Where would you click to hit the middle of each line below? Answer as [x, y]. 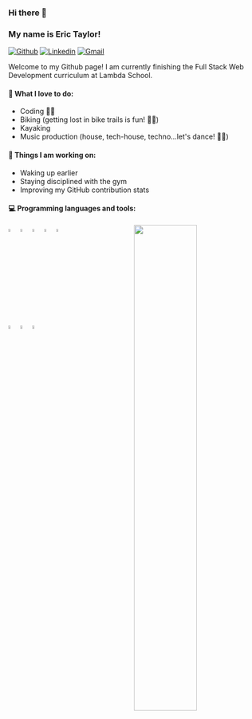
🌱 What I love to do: [41, 93]
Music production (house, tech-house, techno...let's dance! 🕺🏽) [124, 137]
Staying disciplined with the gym [73, 181]
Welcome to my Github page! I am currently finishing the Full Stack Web [126, 67]
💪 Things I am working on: [52, 155]
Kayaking [35, 128]
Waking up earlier [49, 173]
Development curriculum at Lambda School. [81, 76]
